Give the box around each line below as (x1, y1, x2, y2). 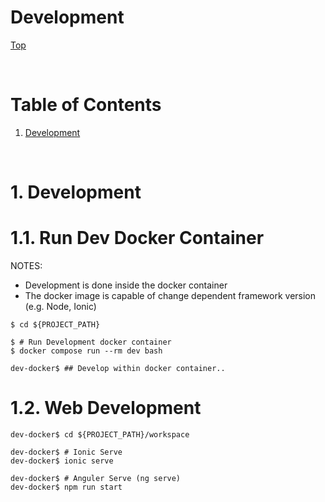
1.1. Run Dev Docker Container (10, 227, 265, 250)
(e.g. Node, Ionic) (24, 301, 97, 312)
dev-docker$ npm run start (10, 482, 123, 492)
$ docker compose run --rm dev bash (10, 346, 163, 356)
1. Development (10, 181, 142, 204)
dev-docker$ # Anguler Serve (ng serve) (10, 473, 182, 483)
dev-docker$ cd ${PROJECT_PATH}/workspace (10, 429, 190, 440)
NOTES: (10, 260, 43, 271)
